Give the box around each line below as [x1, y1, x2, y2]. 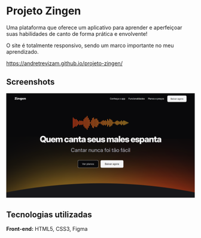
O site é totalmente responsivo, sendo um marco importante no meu [6, 42, 175, 49]
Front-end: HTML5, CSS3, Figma [6, 225, 88, 233]
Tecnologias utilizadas [6, 209, 92, 220]
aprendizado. [6, 48, 39, 55]
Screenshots [6, 77, 55, 87]
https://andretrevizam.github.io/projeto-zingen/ [6, 60, 123, 67]
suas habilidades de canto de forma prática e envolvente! [6, 30, 148, 37]
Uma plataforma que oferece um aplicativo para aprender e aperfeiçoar [6, 24, 182, 31]
